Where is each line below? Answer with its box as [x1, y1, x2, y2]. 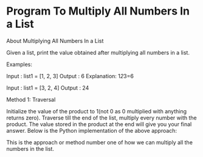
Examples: [6, 61, 32, 68]
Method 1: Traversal [6, 96, 56, 103]
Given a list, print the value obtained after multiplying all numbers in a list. [6, 48, 190, 56]
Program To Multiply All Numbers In [6, 4, 190, 18]
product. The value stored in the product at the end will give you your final [6, 120, 192, 128]
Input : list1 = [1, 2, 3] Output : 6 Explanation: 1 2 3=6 [6, 72, 134, 79]
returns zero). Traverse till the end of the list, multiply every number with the [6, 114, 197, 121]
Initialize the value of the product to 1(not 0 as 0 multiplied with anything [6, 107, 187, 115]
